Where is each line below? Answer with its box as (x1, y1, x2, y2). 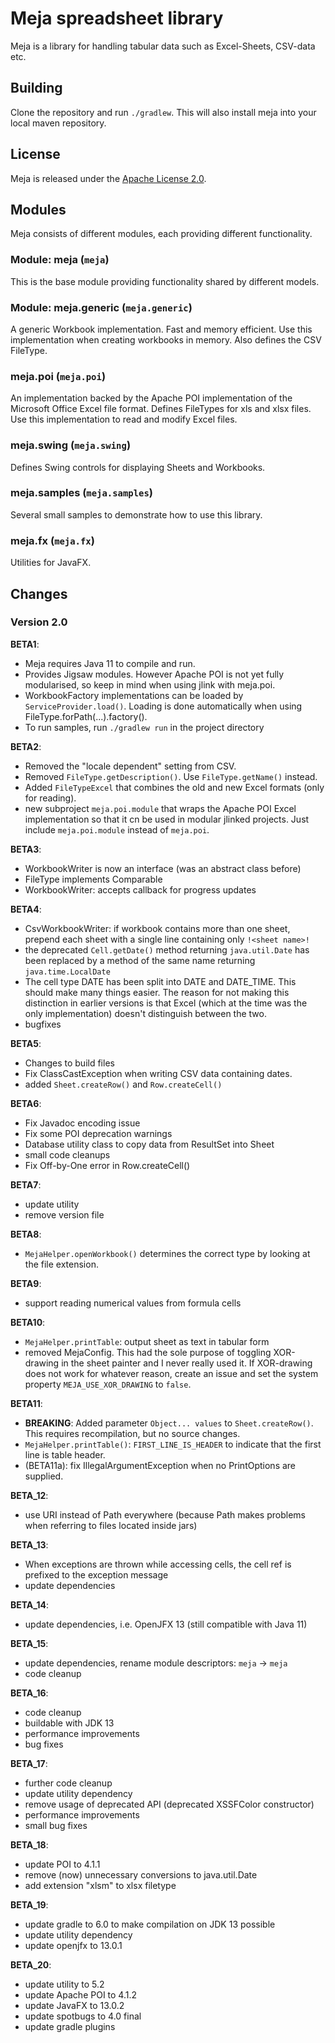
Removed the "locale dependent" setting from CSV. (24, 760, 237, 772)
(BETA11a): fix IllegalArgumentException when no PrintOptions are (24, 1459, 297, 1471)
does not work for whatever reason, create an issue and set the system (24, 1367, 319, 1379)
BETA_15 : (10, 1637, 49, 1649)
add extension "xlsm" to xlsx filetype (24, 1879, 177, 1891)
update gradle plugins (24, 2020, 116, 2032)
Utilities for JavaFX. (10, 557, 92, 569)
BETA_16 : (10, 1687, 49, 1699)
